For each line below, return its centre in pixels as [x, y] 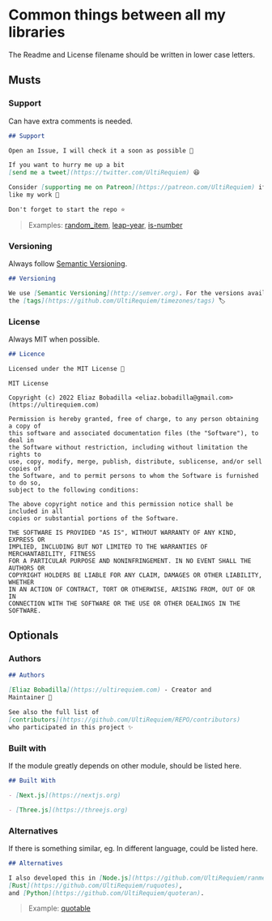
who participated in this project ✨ [71, 727]
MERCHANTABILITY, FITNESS [52, 553]
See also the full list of [54, 712]
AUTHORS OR [27, 568]
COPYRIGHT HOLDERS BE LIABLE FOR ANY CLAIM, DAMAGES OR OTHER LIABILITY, [136, 575]
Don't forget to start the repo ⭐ [67, 209]
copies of [25, 468]
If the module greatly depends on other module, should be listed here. [125, 765]
